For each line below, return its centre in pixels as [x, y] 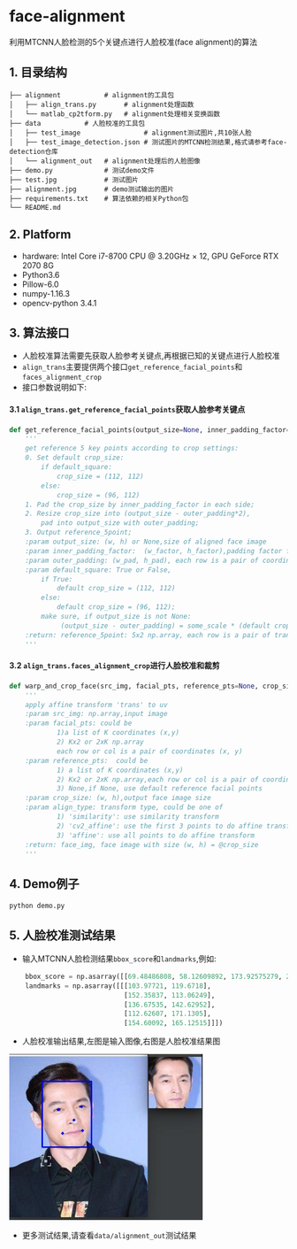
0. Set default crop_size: [75, 458]
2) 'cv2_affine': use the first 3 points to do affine [160, 826]
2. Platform [40, 235]
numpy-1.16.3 [46, 293]
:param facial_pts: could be [79, 723]
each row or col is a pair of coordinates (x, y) [149, 751]
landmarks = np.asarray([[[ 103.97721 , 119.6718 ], [118, 986]
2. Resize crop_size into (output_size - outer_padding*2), [138, 514]
